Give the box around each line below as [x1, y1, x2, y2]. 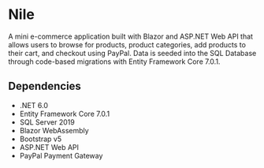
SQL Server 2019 [19, 117, 75, 127]
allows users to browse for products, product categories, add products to [8, 39, 247, 49]
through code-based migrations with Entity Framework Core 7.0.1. [8, 57, 221, 66]
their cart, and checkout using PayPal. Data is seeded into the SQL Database [8, 48, 257, 58]
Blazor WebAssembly [19, 125, 89, 135]
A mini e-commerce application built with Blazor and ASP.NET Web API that [8, 32, 254, 41]
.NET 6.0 [19, 100, 49, 110]
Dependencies [8, 80, 81, 93]
